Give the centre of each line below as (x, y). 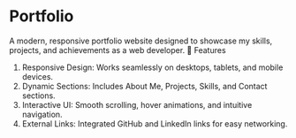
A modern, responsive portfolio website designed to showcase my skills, (141, 41)
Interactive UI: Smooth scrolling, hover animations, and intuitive (137, 104)
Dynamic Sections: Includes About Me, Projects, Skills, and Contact (144, 86)
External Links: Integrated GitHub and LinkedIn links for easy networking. (155, 123)
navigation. (42, 114)
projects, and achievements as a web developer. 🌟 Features (118, 50)
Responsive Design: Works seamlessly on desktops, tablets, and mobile (152, 67)
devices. (38, 76)
